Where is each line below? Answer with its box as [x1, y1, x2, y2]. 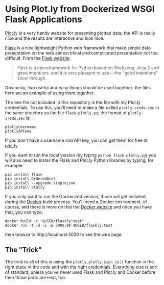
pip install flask [5, 172, 43, 177]
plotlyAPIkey [5, 129, 32, 133]
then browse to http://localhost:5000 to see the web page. [5, 232, 123, 237]
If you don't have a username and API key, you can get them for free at [5, 137, 148, 143]
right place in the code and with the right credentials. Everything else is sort [5, 264, 158, 270]
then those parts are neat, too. [5, 274, 67, 280]
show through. [17, 75, 47, 81]
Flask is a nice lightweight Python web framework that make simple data [5, 45, 151, 51]
